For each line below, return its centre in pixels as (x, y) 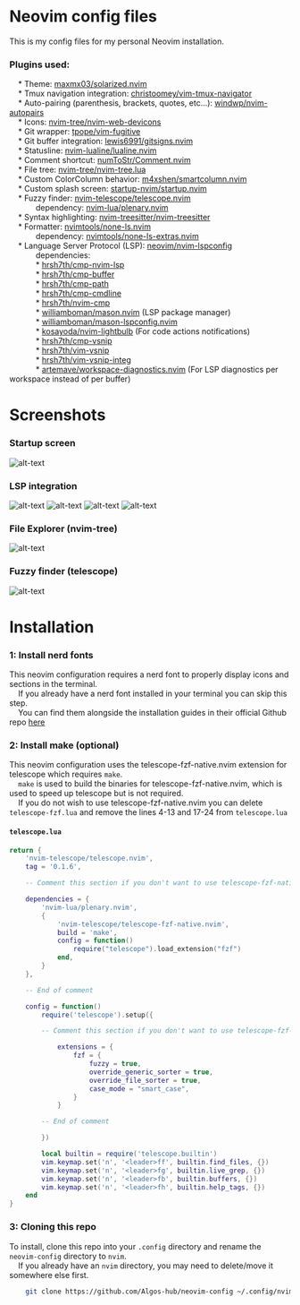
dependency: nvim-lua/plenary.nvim (102, 208)
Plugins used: (40, 64)
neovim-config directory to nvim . (68, 1256)
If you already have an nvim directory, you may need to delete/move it (146, 1266)
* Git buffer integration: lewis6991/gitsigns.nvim (105, 142)
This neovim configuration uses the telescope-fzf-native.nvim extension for (148, 765)
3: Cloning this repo (53, 1227)
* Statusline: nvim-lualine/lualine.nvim (87, 150)
